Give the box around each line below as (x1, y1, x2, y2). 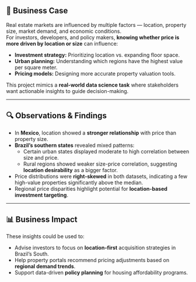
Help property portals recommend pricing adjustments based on (14, 257, 170, 264)
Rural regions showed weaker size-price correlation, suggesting (23, 160, 177, 167)
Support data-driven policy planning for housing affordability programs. (14, 269, 188, 276)
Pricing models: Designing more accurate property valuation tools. (14, 70, 176, 77)
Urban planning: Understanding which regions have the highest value (14, 57, 183, 64)
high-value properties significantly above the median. (14, 179, 143, 186)
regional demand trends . (14, 263, 76, 270)
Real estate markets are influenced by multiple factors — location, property (6, 21, 187, 28)
